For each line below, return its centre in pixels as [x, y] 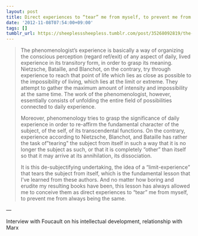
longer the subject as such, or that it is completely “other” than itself [103, 150]
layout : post [22, 12]
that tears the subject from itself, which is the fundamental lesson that [105, 173]
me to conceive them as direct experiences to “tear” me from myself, [104, 192]
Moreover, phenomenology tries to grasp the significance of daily [100, 118]
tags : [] [17, 28]
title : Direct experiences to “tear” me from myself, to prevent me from [99, 17]
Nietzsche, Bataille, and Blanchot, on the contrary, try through [95, 69]
